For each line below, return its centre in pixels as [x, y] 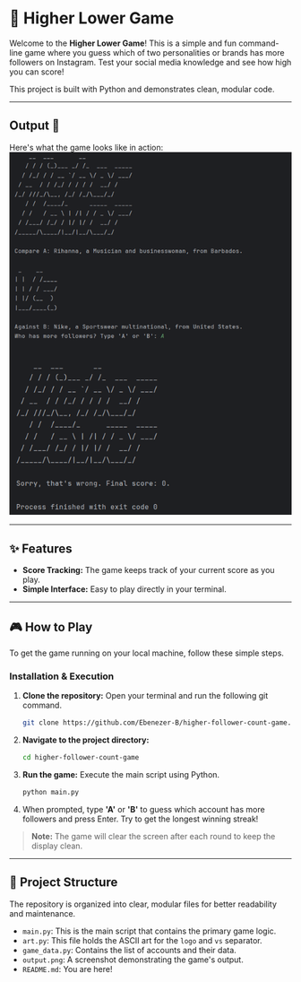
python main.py [51, 792]
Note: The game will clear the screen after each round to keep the [153, 836]
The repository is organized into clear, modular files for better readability [143, 904]
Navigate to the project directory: [86, 740]
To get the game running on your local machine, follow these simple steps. [147, 653]
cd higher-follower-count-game [81, 758]
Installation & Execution [62, 676]
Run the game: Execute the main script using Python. [121, 774]
